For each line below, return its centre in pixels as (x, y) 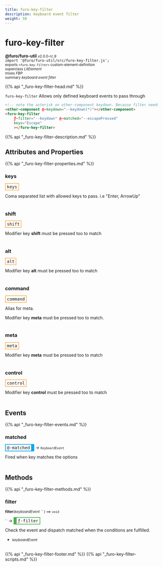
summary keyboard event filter (31, 78)
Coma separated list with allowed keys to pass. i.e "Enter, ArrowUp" (73, 196)
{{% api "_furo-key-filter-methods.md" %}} (48, 489)
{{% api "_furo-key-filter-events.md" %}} (46, 424)
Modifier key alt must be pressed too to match (51, 271)
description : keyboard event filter (42, 14)
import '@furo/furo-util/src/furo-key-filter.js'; (57, 61)
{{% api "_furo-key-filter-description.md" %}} (50, 137)
